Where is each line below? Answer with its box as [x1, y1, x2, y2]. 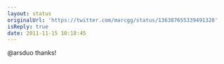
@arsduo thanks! [7, 49, 57, 57]
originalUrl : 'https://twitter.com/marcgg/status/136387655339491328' [7, 17, 218, 24]
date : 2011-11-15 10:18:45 [7, 29, 86, 37]
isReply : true [7, 23, 49, 30]
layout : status [7, 10, 52, 17]
